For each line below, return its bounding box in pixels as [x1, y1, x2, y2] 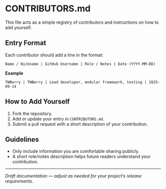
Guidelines [5, 135, 39, 144]
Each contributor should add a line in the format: [5, 52, 104, 58]
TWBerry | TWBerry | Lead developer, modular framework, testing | [5, 79, 147, 84]
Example [5, 70, 24, 76]
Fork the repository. [12, 111, 53, 116]
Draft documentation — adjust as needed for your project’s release [5, 173, 142, 179]
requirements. [5, 178, 34, 184]
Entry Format [5, 39, 46, 47]
